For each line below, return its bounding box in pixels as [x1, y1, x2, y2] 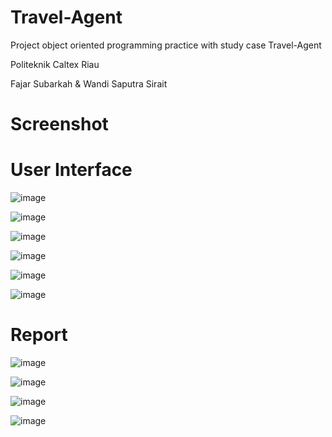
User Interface [10, 159, 133, 181]
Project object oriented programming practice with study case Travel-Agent [10, 39, 322, 51]
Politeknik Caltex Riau [10, 58, 100, 70]
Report [10, 324, 68, 346]
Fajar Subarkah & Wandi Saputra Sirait [10, 77, 168, 90]
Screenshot [10, 113, 109, 136]
